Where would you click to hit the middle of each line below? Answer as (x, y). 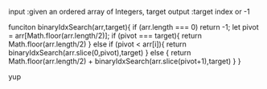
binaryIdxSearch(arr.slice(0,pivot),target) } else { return (100, 53)
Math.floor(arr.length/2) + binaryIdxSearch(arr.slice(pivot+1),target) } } (125, 61)
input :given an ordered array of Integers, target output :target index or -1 (129, 12)
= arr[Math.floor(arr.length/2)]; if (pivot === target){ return (105, 36)
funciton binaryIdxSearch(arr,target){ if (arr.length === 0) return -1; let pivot (133, 27)
